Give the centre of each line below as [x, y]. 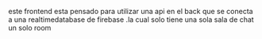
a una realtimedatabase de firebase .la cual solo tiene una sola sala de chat [131, 19]
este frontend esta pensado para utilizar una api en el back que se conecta [131, 11]
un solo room [30, 28]
